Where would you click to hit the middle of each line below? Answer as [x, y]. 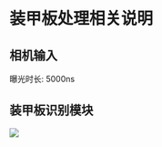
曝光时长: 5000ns [42, 79]
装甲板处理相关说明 [81, 19]
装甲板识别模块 [51, 110]
